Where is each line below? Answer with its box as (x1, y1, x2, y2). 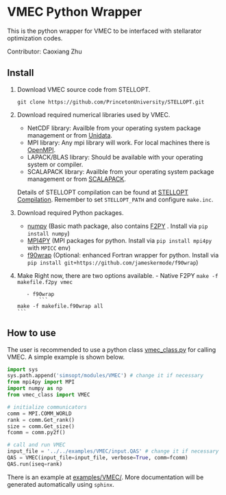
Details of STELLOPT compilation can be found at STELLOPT (16, 188, 189, 196)
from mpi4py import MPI (7, 379, 75, 385)
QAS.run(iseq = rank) (7, 460, 63, 468)
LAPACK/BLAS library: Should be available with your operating (27, 153, 203, 161)
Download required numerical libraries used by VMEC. (16, 110, 171, 118)
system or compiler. (27, 160, 84, 168)
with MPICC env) (27, 244, 71, 252)
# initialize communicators (7, 403, 88, 411)
